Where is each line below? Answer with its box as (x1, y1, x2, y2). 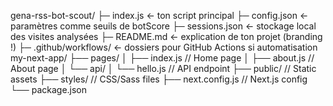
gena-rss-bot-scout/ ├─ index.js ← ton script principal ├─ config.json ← (10, 10, 309, 21)
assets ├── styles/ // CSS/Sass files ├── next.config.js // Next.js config (10, 73, 308, 85)
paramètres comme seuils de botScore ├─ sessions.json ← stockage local (10, 20, 317, 32)
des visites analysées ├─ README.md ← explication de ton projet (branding (10, 31, 323, 42)
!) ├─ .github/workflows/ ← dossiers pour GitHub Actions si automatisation (10, 41, 318, 53)
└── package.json (10, 84, 88, 95)
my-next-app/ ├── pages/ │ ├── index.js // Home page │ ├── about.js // (10, 52, 315, 64)
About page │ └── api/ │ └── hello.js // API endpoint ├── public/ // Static (10, 63, 317, 74)
